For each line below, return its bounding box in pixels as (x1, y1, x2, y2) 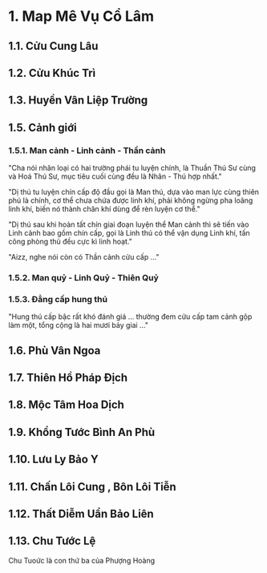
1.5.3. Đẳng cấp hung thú (8, 293, 108, 305)
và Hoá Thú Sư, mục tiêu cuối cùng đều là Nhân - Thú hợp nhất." (8, 171, 222, 181)
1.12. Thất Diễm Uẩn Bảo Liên (8, 507, 154, 520)
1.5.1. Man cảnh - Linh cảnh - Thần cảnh (8, 144, 166, 155)
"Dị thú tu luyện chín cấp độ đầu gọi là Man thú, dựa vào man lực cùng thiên (8, 188, 259, 197)
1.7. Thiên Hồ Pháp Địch (8, 371, 128, 385)
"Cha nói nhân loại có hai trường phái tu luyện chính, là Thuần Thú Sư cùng (8, 163, 257, 173)
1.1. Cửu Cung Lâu (8, 39, 99, 53)
